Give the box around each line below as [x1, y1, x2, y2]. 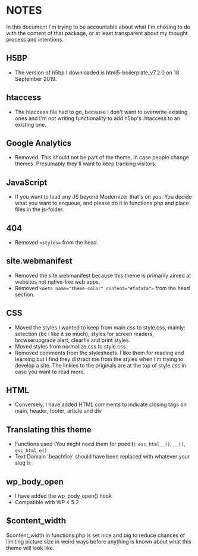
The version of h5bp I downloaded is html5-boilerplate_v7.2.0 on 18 [14, 69, 180, 76]
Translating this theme [6, 425, 92, 435]
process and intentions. [6, 36, 64, 43]
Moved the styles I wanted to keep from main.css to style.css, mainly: [14, 323, 186, 331]
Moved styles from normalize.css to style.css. [14, 343, 128, 350]
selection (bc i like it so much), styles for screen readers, [14, 330, 155, 337]
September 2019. [14, 75, 57, 82]
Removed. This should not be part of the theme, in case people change [14, 154, 189, 161]
